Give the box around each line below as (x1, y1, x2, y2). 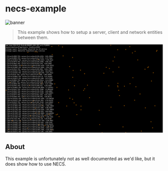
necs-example (5, 3, 66, 14)
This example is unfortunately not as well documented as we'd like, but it (5, 156, 155, 162)
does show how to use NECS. (5, 161, 66, 167)
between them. (17, 34, 49, 40)
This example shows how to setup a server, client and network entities (17, 29, 162, 35)
